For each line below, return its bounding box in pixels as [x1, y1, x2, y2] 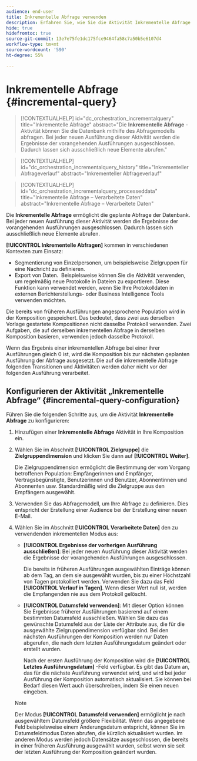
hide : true [6, 25, 33, 31]
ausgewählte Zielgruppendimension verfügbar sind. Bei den [23, 627, 169, 634]
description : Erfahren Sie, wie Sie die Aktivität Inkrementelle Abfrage [6, 19, 191, 25]
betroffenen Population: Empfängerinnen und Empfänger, [14, 470, 154, 477]
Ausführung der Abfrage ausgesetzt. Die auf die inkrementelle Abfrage [6, 357, 178, 364]
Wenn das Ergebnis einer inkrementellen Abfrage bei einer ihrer [6, 344, 161, 351]
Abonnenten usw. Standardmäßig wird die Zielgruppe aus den [14, 482, 165, 490]
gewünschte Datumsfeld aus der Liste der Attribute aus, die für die [23, 621, 185, 628]
